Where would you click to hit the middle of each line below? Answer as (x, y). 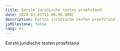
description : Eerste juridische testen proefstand (60, 19)
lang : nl (15, 29)
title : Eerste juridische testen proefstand (53, 10)
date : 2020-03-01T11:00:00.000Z (40, 15)
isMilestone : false (26, 24)
